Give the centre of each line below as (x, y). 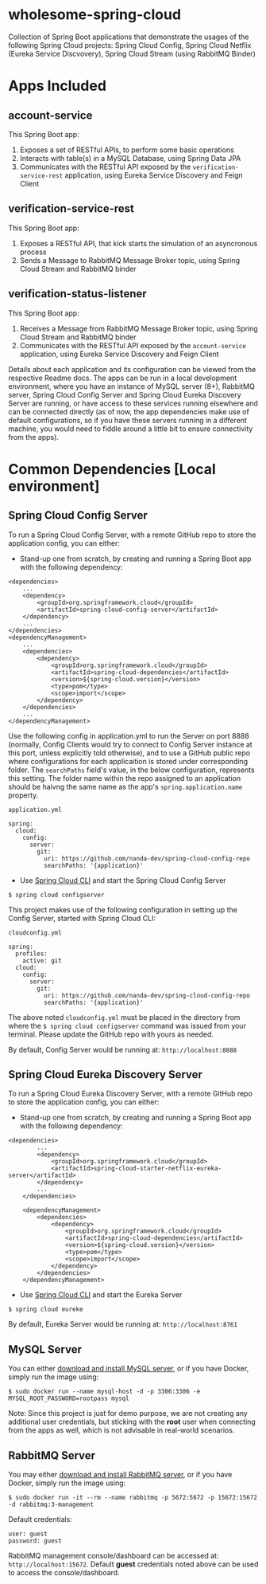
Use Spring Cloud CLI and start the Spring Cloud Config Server (123, 880)
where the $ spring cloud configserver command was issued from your (127, 1025)
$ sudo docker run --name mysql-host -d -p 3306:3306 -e (104, 1392)
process (33, 252)
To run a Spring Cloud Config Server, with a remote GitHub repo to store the (132, 535)
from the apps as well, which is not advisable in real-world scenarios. (121, 1430)
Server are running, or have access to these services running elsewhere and (133, 403)
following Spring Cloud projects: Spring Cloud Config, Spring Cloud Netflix (130, 45)
